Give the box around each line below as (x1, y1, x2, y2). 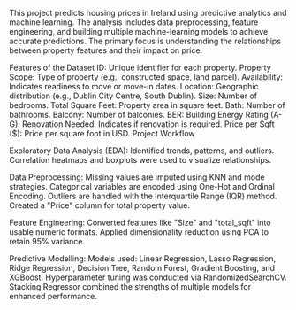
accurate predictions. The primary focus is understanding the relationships (9, 35, 281, 46)
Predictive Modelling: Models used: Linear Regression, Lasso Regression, (9, 253, 277, 264)
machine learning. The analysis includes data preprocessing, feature (9, 17, 259, 27)
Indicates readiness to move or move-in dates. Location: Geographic (9, 81, 259, 91)
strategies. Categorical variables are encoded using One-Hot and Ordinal (9, 182, 276, 191)
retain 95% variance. (9, 236, 86, 246)
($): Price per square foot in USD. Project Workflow (9, 128, 195, 138)
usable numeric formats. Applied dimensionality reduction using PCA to (9, 227, 269, 237)
